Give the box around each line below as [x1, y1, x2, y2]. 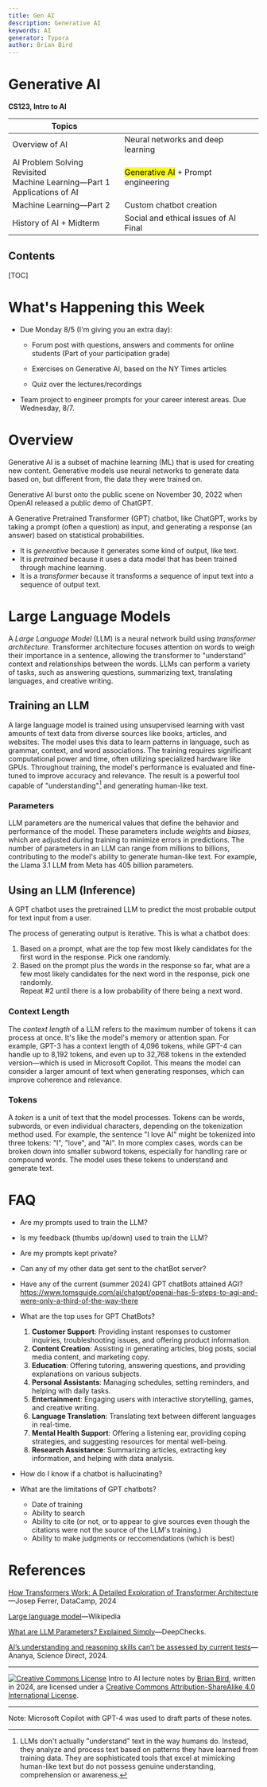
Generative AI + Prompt [124, 167, 212, 178]
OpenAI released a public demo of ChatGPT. [8, 498, 153, 507]
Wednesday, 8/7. [19, 403, 75, 413]
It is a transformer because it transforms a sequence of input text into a [19, 571, 254, 580]
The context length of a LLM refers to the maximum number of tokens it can [8, 1024, 257, 1033]
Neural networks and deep [124, 134, 224, 145]
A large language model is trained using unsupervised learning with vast [8, 720, 245, 730]
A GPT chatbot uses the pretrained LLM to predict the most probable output [8, 905, 257, 914]
